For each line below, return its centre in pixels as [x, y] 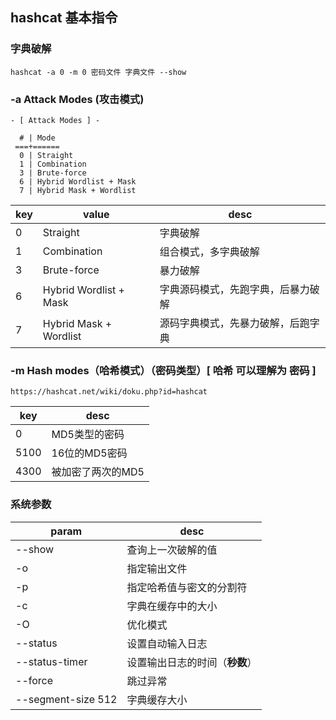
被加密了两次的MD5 [98, 472]
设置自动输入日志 [167, 643]
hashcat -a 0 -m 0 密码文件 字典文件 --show [98, 72]
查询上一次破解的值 [172, 550]
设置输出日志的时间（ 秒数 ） [192, 662]
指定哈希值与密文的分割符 [187, 587]
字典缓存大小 [157, 700]
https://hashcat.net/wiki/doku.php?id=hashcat [109, 392]
